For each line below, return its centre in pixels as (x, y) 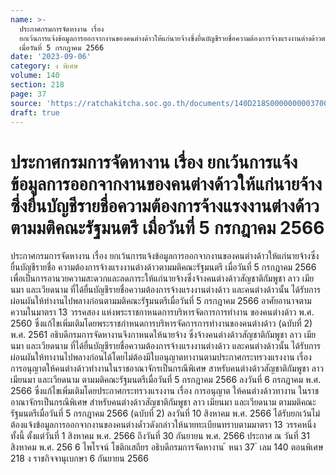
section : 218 (37, 85)
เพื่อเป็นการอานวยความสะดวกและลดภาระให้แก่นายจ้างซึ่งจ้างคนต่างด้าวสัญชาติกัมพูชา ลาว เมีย (162, 278)
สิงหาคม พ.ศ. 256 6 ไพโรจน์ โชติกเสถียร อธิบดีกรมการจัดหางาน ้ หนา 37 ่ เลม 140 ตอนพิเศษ (167, 447)
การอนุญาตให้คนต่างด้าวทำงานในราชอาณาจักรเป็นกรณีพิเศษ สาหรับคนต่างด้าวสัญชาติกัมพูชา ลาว (167, 368)
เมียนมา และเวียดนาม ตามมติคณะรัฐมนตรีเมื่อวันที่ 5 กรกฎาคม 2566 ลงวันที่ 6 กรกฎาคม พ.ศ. (166, 380)
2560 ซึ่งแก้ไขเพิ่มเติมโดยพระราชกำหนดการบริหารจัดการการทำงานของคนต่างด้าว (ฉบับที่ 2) (161, 323)
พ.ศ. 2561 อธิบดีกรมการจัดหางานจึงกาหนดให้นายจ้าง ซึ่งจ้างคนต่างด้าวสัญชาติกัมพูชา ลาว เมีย (163, 335)
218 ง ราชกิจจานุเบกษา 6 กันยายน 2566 (79, 458)
